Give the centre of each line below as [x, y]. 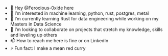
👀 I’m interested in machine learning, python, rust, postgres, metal [79, 13]
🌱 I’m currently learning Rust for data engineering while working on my [84, 19]
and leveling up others [33, 35]
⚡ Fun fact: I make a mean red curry [48, 48]
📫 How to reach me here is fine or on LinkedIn [59, 40]
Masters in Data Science [36, 24]
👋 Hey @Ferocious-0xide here [42, 8]
